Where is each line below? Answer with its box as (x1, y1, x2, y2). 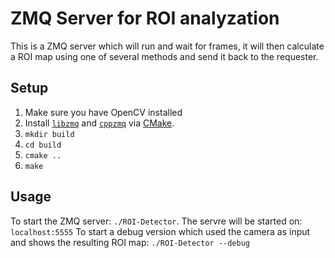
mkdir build (24, 129, 75, 139)
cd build (24, 140, 62, 150)
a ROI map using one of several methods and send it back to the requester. (10, 50, 319, 62)
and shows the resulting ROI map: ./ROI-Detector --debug (10, 236, 251, 248)
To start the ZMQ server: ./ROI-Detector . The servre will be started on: (10, 215, 303, 227)
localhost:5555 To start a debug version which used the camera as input (10, 225, 311, 237)
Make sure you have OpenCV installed (24, 106, 183, 118)
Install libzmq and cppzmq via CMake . (24, 117, 175, 129)
